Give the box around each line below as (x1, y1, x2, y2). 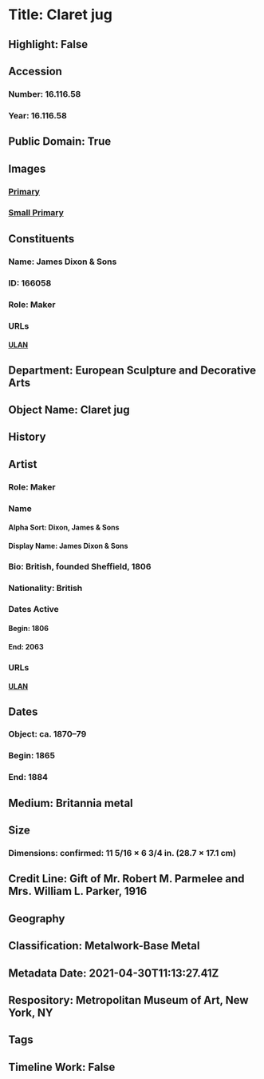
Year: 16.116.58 (8, 110, 68, 121)
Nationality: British (8, 582, 83, 593)
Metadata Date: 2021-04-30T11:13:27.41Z (8, 966, 219, 980)
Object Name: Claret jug (8, 402, 130, 417)
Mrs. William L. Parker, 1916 (8, 885, 148, 898)
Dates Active (8, 604, 60, 615)
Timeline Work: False (8, 1060, 116, 1073)
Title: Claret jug (8, 6, 113, 24)
